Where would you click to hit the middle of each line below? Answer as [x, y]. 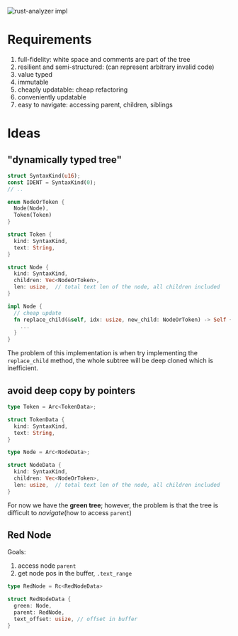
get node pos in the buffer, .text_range [75, 573]
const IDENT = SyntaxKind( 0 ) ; [52, 182]
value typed [35, 74]
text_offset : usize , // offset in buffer [76, 619]
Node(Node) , [32, 209]
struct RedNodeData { [39, 599]
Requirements [50, 40]
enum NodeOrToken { [36, 202]
